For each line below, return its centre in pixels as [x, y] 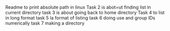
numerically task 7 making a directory [45, 23]
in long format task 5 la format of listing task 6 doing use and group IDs [80, 18]
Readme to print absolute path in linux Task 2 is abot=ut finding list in [78, 7]
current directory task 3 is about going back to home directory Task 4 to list [85, 12]
